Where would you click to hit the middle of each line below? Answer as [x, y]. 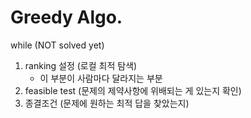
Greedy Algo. [66, 17]
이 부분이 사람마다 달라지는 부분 [101, 78]
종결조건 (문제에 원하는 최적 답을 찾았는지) [107, 103]
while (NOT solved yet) [57, 45]
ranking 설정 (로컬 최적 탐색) [81, 65]
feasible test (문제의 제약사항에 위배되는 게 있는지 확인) [133, 90]
